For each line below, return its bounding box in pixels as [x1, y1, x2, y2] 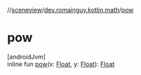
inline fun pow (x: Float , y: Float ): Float [7, 60, 115, 68]
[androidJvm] [7, 52, 46, 61]
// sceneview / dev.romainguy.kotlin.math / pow [7, 6, 134, 14]
